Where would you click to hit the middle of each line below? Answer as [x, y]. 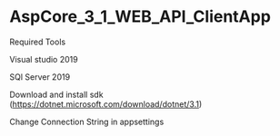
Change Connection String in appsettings [87, 121]
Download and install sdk [56, 94]
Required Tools [38, 42]
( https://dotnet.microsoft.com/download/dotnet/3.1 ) [106, 104]
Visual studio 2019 [44, 59]
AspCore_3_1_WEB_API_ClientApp [140, 17]
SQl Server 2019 [40, 77]
